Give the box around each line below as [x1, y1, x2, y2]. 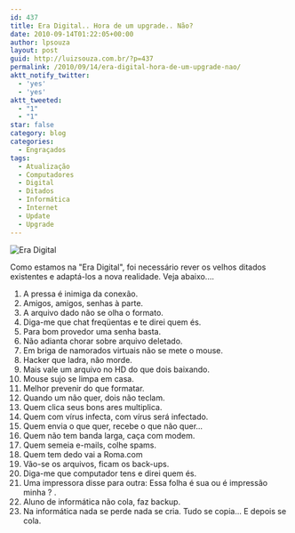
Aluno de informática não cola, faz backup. [22, 496, 181, 507]
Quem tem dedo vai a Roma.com [22, 448, 143, 459]
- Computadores [18, 170, 75, 179]
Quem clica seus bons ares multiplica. [22, 401, 163, 412]
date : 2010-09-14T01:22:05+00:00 [10, 29, 134, 38]
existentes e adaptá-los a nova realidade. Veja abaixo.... [10, 271, 214, 281]
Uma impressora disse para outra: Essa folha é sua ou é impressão [22, 477, 268, 488]
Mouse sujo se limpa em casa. [22, 373, 134, 384]
